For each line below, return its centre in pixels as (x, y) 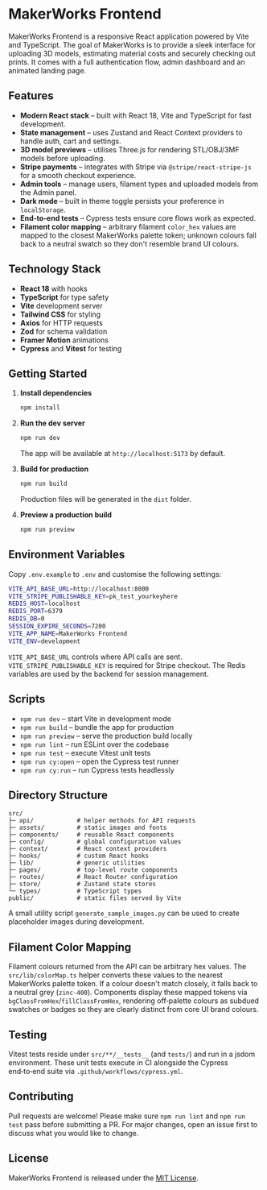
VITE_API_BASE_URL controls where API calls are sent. (95, 657)
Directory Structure (58, 795)
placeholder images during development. (76, 922)
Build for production (54, 469)
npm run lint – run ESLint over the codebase (94, 744)
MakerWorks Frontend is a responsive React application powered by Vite (129, 36)
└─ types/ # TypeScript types (75, 891)
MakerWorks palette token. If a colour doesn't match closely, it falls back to (133, 984)
